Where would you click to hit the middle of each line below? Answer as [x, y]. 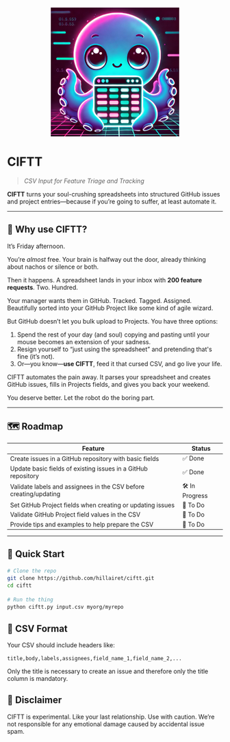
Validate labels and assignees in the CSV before [77, 487]
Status [201, 449]
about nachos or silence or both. [53, 267]
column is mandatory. [38, 678]
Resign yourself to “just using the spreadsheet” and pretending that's [114, 349]
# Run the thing [30, 600]
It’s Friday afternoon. [36, 246]
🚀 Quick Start [36, 554]
